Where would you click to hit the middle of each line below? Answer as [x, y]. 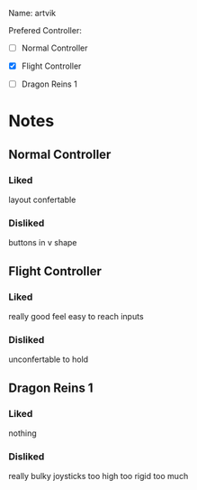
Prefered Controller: [45, 30]
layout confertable [42, 200]
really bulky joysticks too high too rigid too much [98, 476]
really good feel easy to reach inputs [76, 317]
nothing [22, 433]
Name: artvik [32, 13]
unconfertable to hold [49, 359]
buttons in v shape [43, 243]
